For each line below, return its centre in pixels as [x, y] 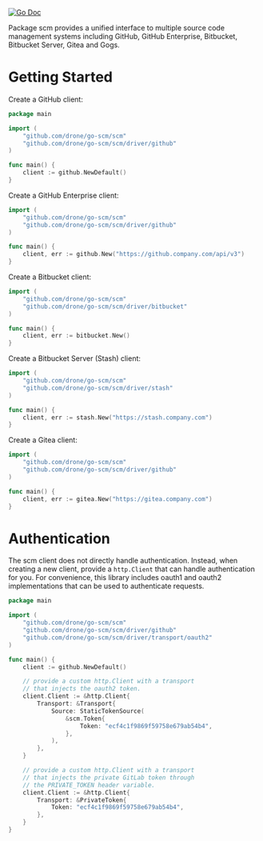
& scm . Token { [85, 719]
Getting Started [61, 77]
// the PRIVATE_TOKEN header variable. [89, 785]
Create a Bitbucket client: [50, 277]
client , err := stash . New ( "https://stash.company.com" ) [118, 417]
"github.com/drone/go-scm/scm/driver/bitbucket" [105, 306]
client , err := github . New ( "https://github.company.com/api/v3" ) [134, 254]
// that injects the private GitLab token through [109, 777]
